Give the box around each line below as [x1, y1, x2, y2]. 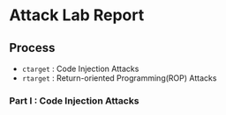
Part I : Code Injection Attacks [9, 94, 139, 106]
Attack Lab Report [9, 5, 145, 25]
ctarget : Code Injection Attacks [21, 63, 139, 74]
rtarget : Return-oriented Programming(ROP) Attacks [21, 73, 217, 83]
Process [9, 40, 56, 55]
